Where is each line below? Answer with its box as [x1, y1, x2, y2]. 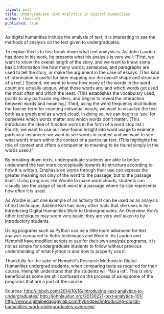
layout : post [5, 7, 32, 12]
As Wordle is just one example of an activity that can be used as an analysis [5, 197, 158, 203]
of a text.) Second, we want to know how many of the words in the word [5, 80, 150, 86]
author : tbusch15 [5, 16, 41, 21]
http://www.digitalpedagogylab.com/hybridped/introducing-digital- [5, 298, 141, 304]
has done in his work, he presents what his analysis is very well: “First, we [5, 54, 154, 60]
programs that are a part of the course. [5, 279, 84, 285]
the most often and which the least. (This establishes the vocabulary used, [5, 90, 156, 96]
